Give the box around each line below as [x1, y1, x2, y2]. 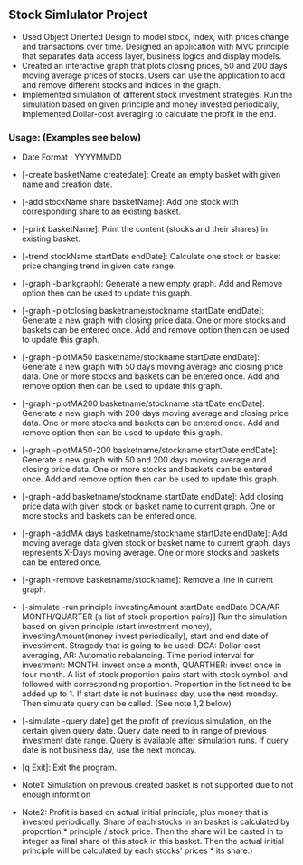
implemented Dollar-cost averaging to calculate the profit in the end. [21, 108, 277, 119]
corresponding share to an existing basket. [21, 206, 182, 217]
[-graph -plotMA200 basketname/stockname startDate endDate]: [21, 398, 265, 409]
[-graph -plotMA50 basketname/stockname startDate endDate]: [21, 352, 260, 363]
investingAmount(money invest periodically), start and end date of [21, 630, 269, 642]
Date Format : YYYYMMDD [21, 151, 123, 162]
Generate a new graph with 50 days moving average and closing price [21, 362, 284, 373]
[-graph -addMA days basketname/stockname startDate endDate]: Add [21, 528, 288, 539]
